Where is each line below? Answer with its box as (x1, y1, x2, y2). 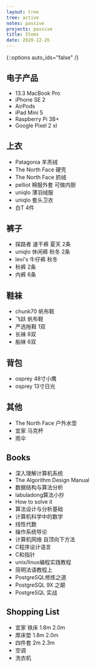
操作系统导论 (15, 528, 47, 535)
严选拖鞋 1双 (15, 323, 46, 330)
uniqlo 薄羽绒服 (15, 188, 54, 196)
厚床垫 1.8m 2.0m (15, 631, 59, 638)
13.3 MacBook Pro (15, 89, 61, 97)
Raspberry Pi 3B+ (15, 115, 59, 122)
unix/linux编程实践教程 (15, 558, 71, 565)
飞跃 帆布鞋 (15, 316, 44, 323)
